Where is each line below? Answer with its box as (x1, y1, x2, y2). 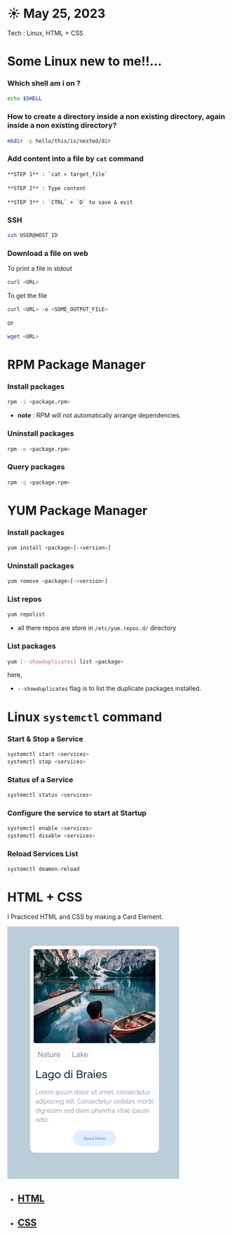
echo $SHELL (7, 95, 42, 102)
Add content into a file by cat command (7, 154, 144, 163)
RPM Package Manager (7, 357, 146, 373)
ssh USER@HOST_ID (7, 232, 58, 239)
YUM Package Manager (7, 502, 148, 518)
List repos (7, 595, 42, 605)
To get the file (7, 292, 48, 300)
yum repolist (7, 611, 46, 619)
